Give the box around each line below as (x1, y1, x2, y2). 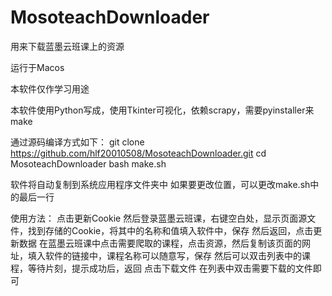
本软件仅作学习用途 (10, 82, 90, 95)
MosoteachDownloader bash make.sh (10, 157, 167, 170)
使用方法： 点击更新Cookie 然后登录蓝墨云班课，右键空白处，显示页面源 (10, 212, 308, 224)
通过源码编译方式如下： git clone (10, 136, 145, 148)
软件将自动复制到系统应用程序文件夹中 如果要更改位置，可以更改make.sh (10, 178, 311, 190)
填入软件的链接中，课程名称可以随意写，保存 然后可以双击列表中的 (27, 249, 302, 261)
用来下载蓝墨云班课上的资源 (10, 40, 125, 52)
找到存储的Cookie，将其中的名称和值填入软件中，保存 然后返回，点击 (27, 224, 314, 236)
